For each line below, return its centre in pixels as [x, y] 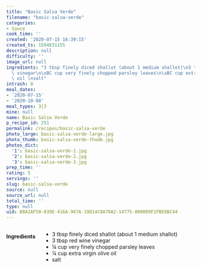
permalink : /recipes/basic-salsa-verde [56, 129]
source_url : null [28, 195]
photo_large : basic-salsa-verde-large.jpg [60, 134]
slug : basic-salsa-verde [37, 184]
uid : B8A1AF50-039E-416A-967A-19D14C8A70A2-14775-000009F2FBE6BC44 [92, 212]
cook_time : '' [24, 34]
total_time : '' [25, 201]
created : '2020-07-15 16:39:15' [46, 39]
